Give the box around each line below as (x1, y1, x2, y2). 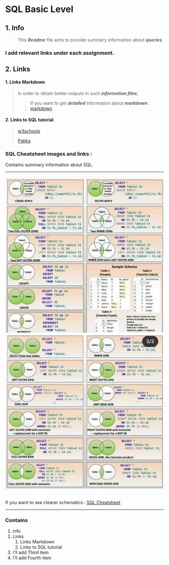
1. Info (5, 24, 25, 32)
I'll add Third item (12, 549, 49, 555)
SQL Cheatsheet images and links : (5, 150, 92, 157)
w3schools (17, 128, 41, 134)
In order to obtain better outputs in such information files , (17, 90, 138, 96)
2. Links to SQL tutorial (5, 117, 54, 123)
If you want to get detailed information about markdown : (30, 100, 150, 106)
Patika (17, 137, 31, 144)
